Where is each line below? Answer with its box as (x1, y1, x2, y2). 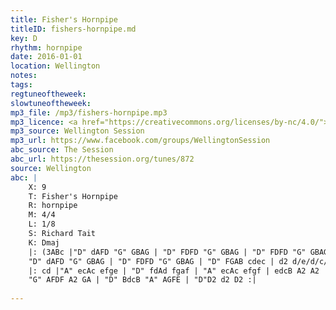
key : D (10, 33, 38, 43)
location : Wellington (10, 61, 101, 71)
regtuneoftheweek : (10, 89, 87, 99)
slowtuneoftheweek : (10, 98, 92, 108)
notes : (10, 71, 38, 81)
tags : (10, 80, 33, 90)
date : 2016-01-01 (10, 52, 83, 62)
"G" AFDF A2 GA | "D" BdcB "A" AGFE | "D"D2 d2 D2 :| (28, 275, 257, 285)
